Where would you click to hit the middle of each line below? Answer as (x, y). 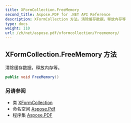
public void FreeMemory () (32, 77)
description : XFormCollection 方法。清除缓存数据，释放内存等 (65, 19)
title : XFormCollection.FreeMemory (42, 10)
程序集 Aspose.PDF (32, 115)
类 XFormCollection (32, 102)
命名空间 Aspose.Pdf (34, 108)
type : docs (16, 24)
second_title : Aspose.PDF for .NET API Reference (58, 14)
